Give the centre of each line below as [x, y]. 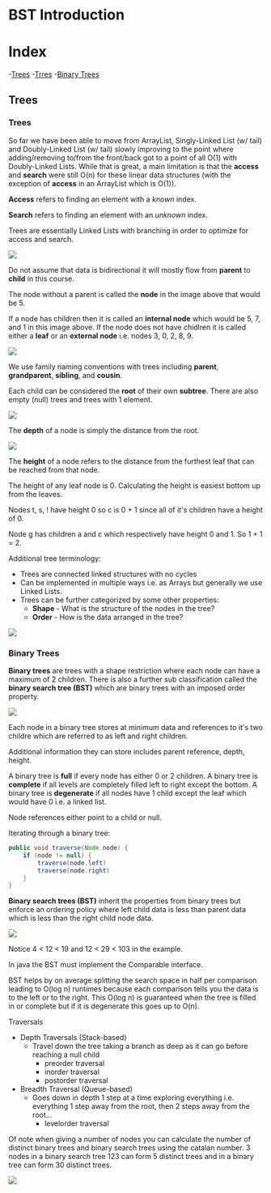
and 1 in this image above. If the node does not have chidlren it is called [127, 327]
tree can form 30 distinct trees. [60, 1165]
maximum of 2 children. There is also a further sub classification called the [133, 679]
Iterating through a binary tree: [59, 833]
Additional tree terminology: [55, 558]
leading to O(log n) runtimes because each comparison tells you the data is [133, 989]
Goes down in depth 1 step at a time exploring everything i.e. [133, 1097]
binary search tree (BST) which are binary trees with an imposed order [127, 688]
